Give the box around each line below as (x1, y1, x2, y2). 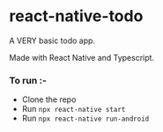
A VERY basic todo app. (9, 35, 95, 46)
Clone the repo (21, 94, 77, 105)
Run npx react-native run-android (21, 113, 150, 124)
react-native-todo (9, 6, 144, 26)
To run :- (9, 74, 47, 86)
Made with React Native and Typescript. (9, 52, 155, 62)
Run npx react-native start (21, 104, 126, 114)
